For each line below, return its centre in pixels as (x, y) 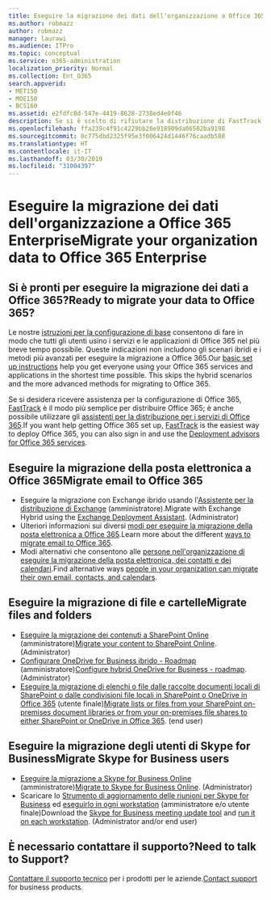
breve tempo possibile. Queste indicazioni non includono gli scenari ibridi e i (135, 349)
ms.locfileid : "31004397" (52, 167)
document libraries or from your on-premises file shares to (150, 712)
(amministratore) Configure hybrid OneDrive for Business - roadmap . (133, 669)
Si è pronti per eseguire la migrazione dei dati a (129, 287)
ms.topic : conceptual (45, 53)
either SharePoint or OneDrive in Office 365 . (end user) (111, 720)
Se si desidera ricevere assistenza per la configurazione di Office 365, (125, 399)
